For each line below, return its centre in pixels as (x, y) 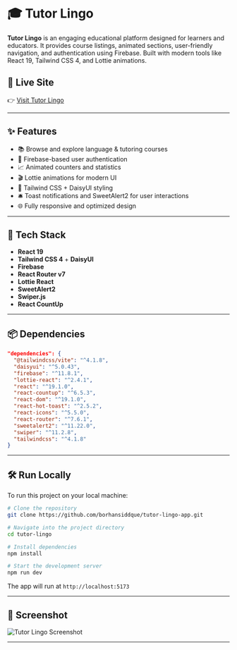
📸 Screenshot (38, 615)
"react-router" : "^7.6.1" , (53, 419)
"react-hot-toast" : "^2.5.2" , (58, 406)
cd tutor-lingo (30, 534)
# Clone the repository (42, 508)
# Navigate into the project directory (66, 527)
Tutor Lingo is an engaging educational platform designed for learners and (116, 38)
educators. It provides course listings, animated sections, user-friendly (110, 45)
